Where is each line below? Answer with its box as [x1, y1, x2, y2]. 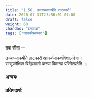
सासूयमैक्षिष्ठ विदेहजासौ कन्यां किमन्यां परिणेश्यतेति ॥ [5, 61, 87, 66]
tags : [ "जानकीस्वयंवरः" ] [5, 31, 48, 36]
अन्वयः [5, 73, 17, 80]
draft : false [5, 17, 33, 22]
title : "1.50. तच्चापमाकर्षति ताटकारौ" [5, 7, 72, 13]
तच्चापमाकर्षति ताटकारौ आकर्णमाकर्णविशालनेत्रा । [5, 55, 83, 61]
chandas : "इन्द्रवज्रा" [5, 26, 40, 31]
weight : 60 [5, 21, 28, 27]
